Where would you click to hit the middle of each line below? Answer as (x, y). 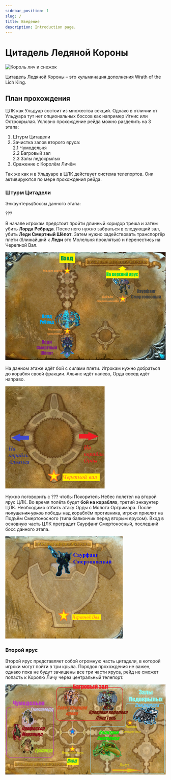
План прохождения (38, 98)
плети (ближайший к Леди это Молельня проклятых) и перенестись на (83, 240)
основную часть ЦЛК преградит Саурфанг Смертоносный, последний (82, 524)
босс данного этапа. (27, 529)
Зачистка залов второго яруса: (46, 142)
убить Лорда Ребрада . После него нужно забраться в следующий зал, (83, 229)
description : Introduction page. (41, 27)
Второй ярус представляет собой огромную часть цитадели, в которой (83, 661)
